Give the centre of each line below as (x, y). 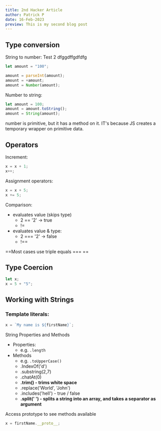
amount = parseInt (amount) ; (35, 75)
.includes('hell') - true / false (50, 393)
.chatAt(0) (31, 377)
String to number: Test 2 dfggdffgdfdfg (46, 57)
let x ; (12, 279)
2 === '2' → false (38, 236)
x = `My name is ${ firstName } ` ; (39, 325)
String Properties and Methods (37, 335)
